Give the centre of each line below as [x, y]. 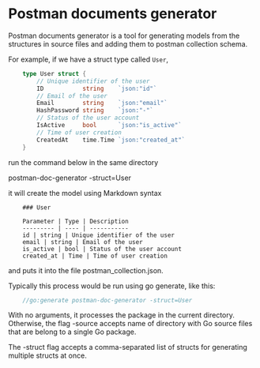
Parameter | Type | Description [75, 221]
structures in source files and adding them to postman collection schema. [128, 43]
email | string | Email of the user [83, 242]
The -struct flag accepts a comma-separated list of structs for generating [128, 347]
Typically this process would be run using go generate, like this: [112, 286]
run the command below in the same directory [83, 162]
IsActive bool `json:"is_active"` [109, 126]
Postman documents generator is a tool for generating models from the [124, 36]
